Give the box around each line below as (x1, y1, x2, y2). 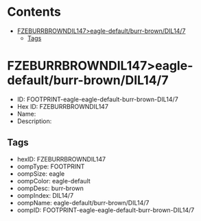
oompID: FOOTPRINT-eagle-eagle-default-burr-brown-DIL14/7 (16, 206, 195, 214)
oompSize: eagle (16, 169, 65, 178)
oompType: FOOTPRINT (16, 162, 85, 170)
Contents (7, 4, 62, 20)
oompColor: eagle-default (16, 177, 91, 185)
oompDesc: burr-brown (16, 184, 84, 192)
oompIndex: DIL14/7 (16, 191, 74, 199)
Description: (16, 117, 52, 125)
